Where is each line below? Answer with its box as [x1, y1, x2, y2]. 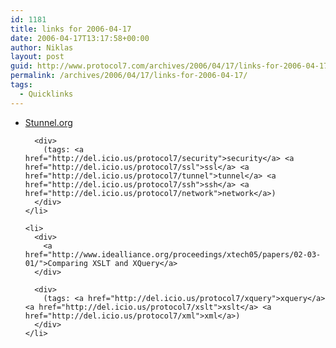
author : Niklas [10, 42, 74, 53]
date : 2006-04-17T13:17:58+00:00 [10, 33, 150, 43]
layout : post [10, 52, 65, 62]
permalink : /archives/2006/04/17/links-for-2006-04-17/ [10, 71, 248, 81]
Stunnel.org [24, 116, 73, 128]
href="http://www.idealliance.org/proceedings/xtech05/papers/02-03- [24, 249, 322, 260]
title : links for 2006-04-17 [10, 24, 132, 34]
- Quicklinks [19, 89, 74, 99]
